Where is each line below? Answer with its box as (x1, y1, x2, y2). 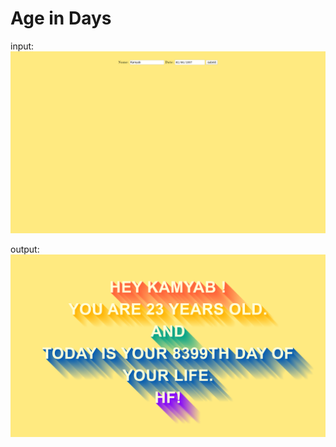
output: (10, 243, 40, 256)
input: (10, 40, 35, 52)
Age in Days (10, 7, 112, 30)
